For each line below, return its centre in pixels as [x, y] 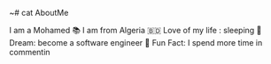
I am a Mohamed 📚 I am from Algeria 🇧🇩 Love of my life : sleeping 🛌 [135, 30]
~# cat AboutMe [39, 13]
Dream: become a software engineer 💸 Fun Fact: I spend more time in [136, 43]
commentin [30, 52]
